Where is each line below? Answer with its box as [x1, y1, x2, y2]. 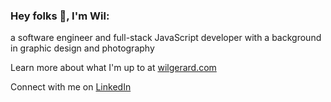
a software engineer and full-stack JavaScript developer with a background [10, 32, 322, 44]
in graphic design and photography [10, 42, 155, 54]
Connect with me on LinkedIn [10, 81, 132, 93]
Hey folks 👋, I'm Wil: [10, 9, 110, 23]
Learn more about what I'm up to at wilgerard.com [10, 62, 217, 74]
